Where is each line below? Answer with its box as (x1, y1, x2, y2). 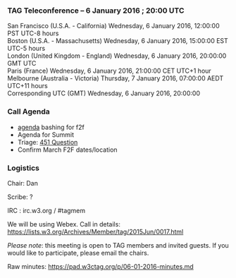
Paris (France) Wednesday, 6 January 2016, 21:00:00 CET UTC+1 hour (7, 66, 211, 75)
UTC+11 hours (7, 82, 48, 90)
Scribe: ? (7, 193, 33, 201)
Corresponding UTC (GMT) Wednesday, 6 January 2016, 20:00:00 (7, 89, 201, 97)
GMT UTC (7, 59, 37, 68)
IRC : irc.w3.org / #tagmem (7, 206, 86, 214)
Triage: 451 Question (17, 138, 78, 146)
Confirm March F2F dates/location (17, 145, 118, 154)
